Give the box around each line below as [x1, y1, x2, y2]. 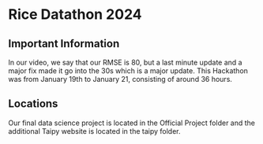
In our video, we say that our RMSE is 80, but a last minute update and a [8, 57, 242, 67]
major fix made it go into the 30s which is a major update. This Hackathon [8, 66, 249, 76]
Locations [8, 97, 58, 111]
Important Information [8, 37, 120, 50]
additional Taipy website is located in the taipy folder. [8, 126, 181, 135]
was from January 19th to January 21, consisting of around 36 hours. [8, 75, 233, 83]
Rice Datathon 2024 [8, 6, 142, 24]
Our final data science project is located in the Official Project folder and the [8, 118, 255, 127]
